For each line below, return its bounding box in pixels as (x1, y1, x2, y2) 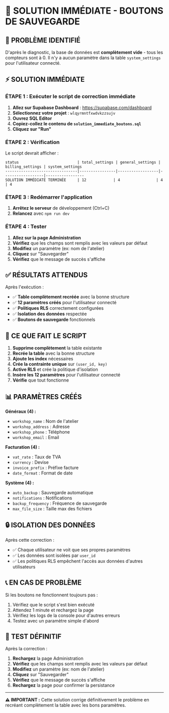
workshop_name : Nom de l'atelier (12, 418, 79, 424)
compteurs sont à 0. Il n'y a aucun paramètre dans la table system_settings (5, 55, 161, 61)
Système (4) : (5, 480, 34, 486)
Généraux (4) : (5, 408, 36, 414)
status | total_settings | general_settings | (5, 160, 161, 165)
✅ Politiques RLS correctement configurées (12, 305, 104, 311)
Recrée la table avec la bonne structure (12, 350, 95, 356)
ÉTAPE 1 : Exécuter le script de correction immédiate (5, 93, 136, 100)
